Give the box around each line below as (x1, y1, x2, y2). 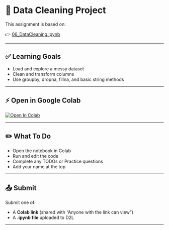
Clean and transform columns (12, 71, 74, 77)
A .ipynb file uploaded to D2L (12, 214, 74, 220)
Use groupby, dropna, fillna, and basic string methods (12, 76, 124, 82)
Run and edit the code (12, 153, 59, 159)
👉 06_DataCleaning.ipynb (5, 31, 60, 37)
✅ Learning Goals (5, 52, 61, 61)
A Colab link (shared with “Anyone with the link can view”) (12, 209, 134, 215)
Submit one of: (5, 199, 36, 205)
